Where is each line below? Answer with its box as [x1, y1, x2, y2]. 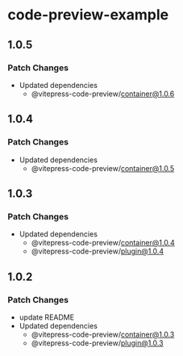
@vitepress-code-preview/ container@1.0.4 [31, 238, 175, 248]
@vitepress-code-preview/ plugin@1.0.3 [31, 337, 164, 348]
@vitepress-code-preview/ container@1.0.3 [31, 329, 175, 339]
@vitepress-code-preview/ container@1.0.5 [31, 163, 175, 173]
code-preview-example [7, 6, 169, 24]
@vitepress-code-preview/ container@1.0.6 [31, 89, 175, 98]
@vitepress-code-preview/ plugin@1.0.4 [31, 246, 164, 256]
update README [19, 312, 74, 322]
